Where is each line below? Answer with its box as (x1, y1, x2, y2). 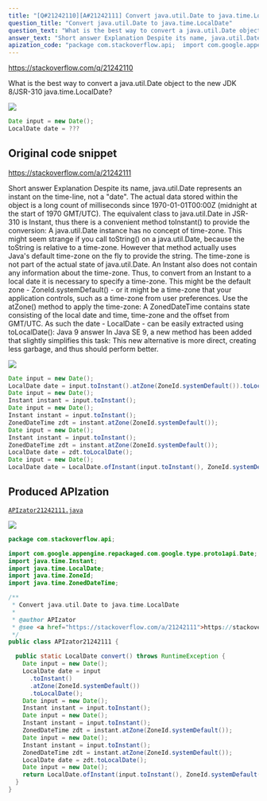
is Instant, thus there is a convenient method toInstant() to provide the (21, 217, 250, 227)
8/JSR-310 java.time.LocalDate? (8, 87, 113, 96)
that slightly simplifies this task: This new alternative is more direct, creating (8, 335, 257, 345)
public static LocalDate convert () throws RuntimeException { (15, 652, 226, 661)
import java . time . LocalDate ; (8, 565, 105, 572)
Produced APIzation (8, 485, 110, 498)
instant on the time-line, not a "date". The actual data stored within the (8, 192, 238, 201)
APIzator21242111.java (8, 506, 83, 514)
